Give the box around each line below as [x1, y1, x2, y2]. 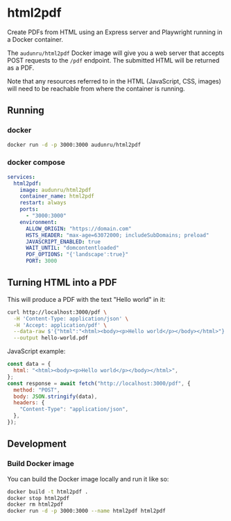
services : [7, 173, 36, 180]
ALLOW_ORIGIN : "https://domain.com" [25, 225, 132, 232]
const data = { [7, 360, 51, 368]
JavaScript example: [7, 347, 66, 355]
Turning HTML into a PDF [7, 277, 117, 289]
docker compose [7, 158, 66, 168]
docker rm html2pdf [7, 501, 64, 508]
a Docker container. [7, 35, 64, 43]
